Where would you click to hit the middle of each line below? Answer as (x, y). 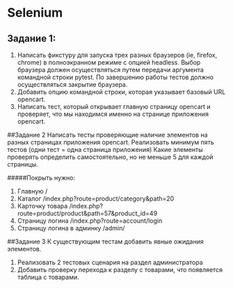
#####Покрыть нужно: (41, 178)
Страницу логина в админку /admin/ (71, 228)
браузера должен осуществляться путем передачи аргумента (110, 70)
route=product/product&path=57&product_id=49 (87, 213)
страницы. (23, 164)
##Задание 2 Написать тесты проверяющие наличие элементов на (107, 135)
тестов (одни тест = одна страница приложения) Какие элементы (105, 150)
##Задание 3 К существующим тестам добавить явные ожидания (105, 242)
